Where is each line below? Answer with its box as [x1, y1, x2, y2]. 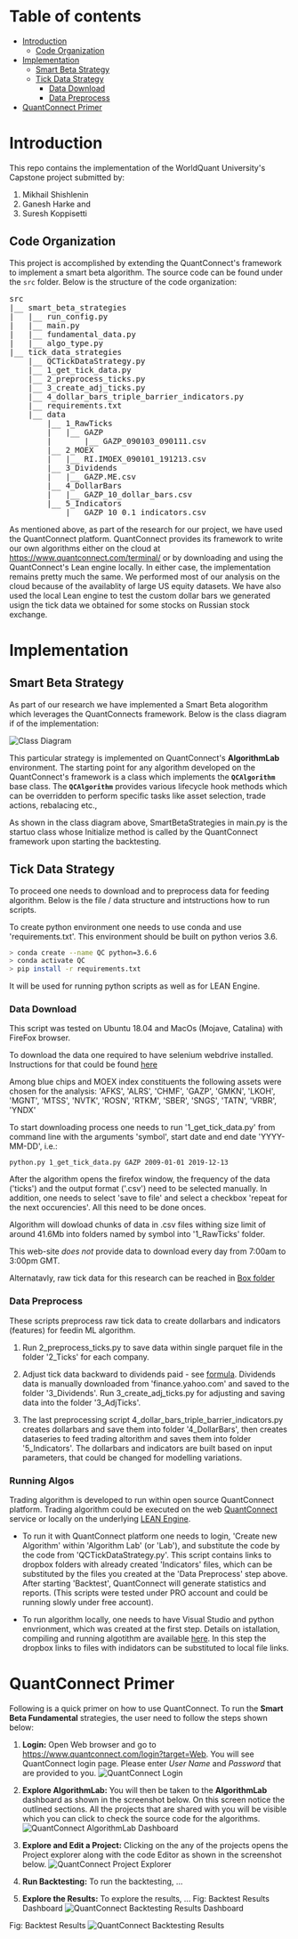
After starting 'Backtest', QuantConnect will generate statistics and [21, 1578, 267, 1589]
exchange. [9, 609, 48, 619]
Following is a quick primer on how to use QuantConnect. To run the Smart [9, 1702, 284, 1714]
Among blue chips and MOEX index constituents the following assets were [9, 1077, 282, 1087]
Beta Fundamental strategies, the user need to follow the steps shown [9, 1712, 269, 1723]
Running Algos [9, 1474, 75, 1487]
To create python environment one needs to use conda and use [9, 921, 242, 932]
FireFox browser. [9, 1032, 71, 1043]
